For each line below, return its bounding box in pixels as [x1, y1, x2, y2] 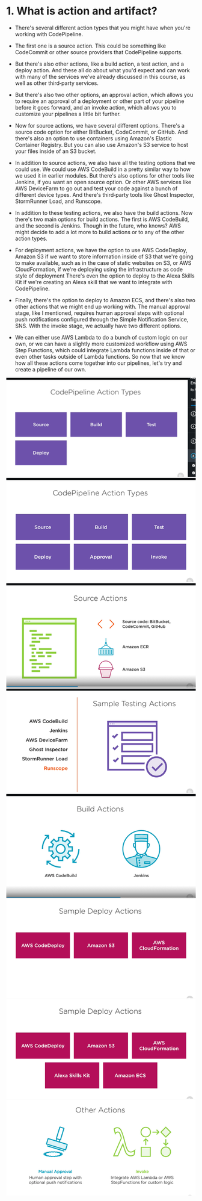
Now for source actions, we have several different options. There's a [14, 122, 185, 129]
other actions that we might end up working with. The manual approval [14, 303, 191, 310]
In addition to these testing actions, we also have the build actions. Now [14, 209, 193, 216]
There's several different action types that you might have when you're [14, 24, 191, 31]
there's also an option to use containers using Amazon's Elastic [14, 134, 173, 142]
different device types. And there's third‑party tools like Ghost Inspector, [14, 191, 195, 198]
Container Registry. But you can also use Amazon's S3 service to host [14, 141, 188, 148]
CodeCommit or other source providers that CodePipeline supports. [14, 48, 183, 55]
